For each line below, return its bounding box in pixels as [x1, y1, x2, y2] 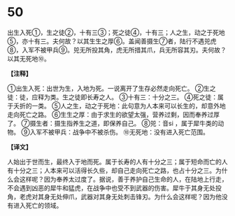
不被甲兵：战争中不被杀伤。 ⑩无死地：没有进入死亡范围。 [41, 127, 210, 136]
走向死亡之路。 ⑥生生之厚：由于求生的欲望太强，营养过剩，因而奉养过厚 [7, 110, 220, 119]
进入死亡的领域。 [13, 201, 63, 210]
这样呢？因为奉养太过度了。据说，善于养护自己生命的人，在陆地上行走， [19, 175, 228, 183]
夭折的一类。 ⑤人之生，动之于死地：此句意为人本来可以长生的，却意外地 [13, 101, 226, 110]
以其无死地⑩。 [7, 54, 50, 63]
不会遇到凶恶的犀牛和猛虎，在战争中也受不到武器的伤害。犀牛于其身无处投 [7, 183, 222, 192]
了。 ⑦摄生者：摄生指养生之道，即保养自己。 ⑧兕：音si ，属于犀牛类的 [7, 119, 218, 127]
